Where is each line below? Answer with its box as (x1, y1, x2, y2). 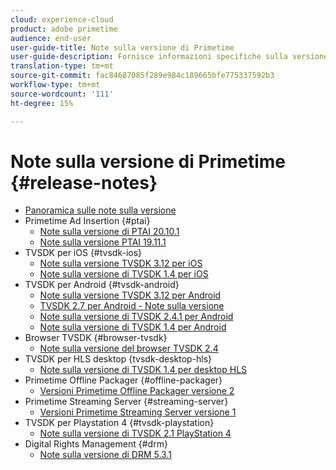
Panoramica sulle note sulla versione (24, 204, 177, 216)
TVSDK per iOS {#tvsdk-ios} (24, 247, 143, 259)
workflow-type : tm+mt (10, 80, 101, 90)
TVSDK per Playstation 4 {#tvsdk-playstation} (24, 417, 215, 429)
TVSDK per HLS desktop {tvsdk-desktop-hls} (24, 353, 213, 365)
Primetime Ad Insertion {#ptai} (24, 215, 151, 227)
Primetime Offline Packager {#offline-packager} (24, 374, 223, 386)
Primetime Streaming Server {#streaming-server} (24, 396, 229, 408)
